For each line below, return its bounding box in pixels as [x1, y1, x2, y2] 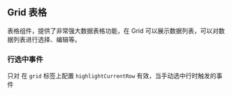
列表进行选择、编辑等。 [13, 35, 81, 43]
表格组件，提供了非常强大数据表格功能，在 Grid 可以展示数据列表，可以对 [7, 27, 219, 35]
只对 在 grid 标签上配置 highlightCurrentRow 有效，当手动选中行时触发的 [7, 72, 217, 80]
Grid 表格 [7, 6, 48, 19]
